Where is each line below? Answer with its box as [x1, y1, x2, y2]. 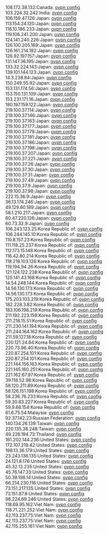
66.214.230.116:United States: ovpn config [5, 480, 93, 486]
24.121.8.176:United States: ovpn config [5, 458, 87, 464]
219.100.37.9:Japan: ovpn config [5, 183, 72, 189]
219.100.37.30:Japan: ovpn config [5, 166, 75, 172]
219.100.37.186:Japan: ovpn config [5, 139, 77, 145]
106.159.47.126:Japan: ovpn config [5, 15, 77, 21]
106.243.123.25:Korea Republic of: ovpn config [5, 226, 103, 232]
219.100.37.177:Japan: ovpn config [5, 123, 76, 129]
